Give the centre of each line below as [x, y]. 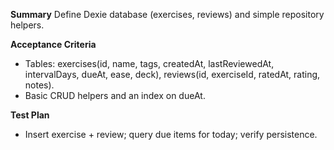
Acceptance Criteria [53, 44]
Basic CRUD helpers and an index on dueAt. [115, 95]
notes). [39, 85]
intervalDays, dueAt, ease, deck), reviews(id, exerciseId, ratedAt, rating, [172, 74]
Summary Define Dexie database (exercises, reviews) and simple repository [167, 14]
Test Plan [30, 115]
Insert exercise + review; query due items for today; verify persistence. [171, 134]
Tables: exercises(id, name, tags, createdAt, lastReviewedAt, [149, 63]
